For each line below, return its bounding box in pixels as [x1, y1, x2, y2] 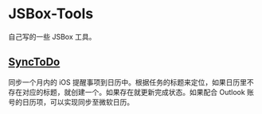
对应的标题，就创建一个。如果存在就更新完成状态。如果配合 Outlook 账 [22, 87, 255, 97]
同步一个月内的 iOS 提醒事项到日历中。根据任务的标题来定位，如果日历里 [8, 77, 247, 87]
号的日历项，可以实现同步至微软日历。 [8, 97, 134, 107]
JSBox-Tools [8, 5, 94, 23]
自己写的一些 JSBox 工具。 [8, 32, 96, 41]
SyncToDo [8, 55, 61, 69]
